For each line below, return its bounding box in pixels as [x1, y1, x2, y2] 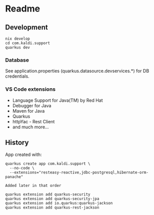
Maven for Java [12, 108, 45, 114]
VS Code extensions [5, 86, 56, 93]
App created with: [5, 151, 42, 158]
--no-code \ [9, 166, 35, 171]
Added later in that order [5, 183, 61, 188]
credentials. [5, 73, 29, 79]
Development [5, 23, 48, 32]
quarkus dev [5, 45, 30, 50]
